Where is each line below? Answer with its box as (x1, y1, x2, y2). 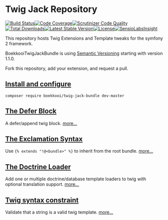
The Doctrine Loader (5, 162, 71, 171)
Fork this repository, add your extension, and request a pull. (5, 65, 128, 71)
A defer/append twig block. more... (5, 120, 78, 126)
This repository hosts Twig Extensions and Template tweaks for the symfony (5, 35, 163, 41)
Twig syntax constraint (5, 196, 79, 204)
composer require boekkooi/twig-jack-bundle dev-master (5, 93, 124, 98)
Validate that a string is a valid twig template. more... (5, 209, 114, 215)
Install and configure (5, 80, 71, 88)
